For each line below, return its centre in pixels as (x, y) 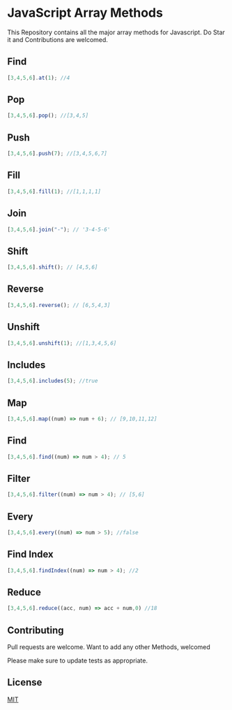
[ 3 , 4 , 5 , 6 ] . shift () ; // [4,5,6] (53, 267)
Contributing (36, 630)
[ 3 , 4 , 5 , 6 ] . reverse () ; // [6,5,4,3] (59, 305)
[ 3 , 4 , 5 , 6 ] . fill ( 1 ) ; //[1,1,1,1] (54, 191)
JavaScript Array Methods (85, 13)
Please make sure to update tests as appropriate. (78, 661)
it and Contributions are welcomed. (57, 39)
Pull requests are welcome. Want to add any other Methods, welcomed (109, 647)
